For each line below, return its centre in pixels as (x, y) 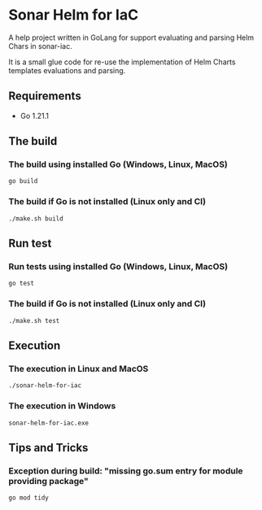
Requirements (45, 96)
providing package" (49, 482)
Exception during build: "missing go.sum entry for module (126, 471)
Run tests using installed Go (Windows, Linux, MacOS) (118, 267)
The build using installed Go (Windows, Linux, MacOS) (118, 164)
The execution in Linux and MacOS (79, 369)
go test (22, 283)
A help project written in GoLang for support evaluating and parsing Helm (131, 37)
